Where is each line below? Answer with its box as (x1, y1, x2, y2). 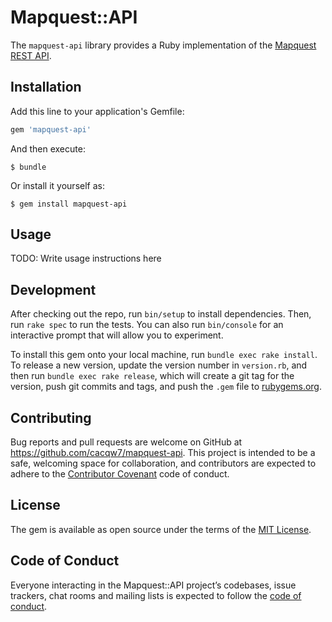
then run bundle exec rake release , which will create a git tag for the (10, 370, 295, 382)
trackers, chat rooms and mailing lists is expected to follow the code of (10, 589, 302, 601)
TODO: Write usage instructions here (10, 252, 162, 265)
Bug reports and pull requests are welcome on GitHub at (10, 436, 243, 448)
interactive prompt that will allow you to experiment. (10, 329, 224, 341)
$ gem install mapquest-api (10, 199, 128, 209)
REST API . (10, 49, 52, 61)
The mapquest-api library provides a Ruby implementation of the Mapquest (10, 39, 317, 51)
